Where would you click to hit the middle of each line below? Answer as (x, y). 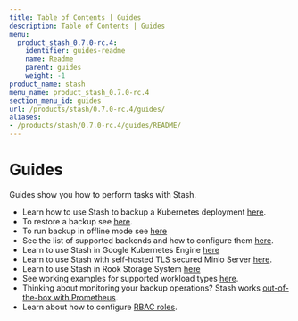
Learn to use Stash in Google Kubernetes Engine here (121, 249)
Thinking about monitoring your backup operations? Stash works (141, 288)
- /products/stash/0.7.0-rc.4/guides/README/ (95, 126)
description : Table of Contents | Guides (87, 26)
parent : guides (54, 68)
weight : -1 (46, 76)
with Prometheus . (86, 297)
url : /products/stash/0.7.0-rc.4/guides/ (87, 109)
